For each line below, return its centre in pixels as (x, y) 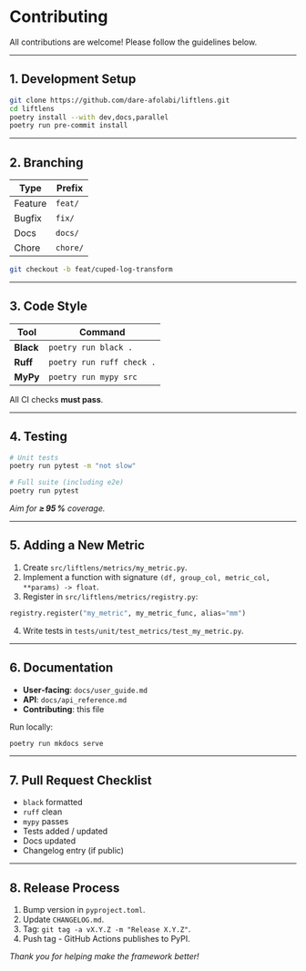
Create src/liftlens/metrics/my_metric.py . (105, 567)
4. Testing (39, 437)
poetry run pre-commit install (69, 126)
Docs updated (49, 841)
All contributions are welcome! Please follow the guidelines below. (133, 42)
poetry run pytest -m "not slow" (73, 466)
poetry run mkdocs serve (56, 743)
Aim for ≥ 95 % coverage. (57, 508)
